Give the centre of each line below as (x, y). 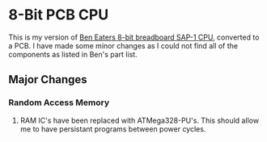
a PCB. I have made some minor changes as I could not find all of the (123, 45)
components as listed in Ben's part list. (73, 54)
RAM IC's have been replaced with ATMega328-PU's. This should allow (140, 120)
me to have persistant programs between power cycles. (113, 129)
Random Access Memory (59, 102)
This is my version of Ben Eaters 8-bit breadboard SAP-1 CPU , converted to (134, 37)
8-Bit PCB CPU (59, 15)
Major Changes (48, 79)
